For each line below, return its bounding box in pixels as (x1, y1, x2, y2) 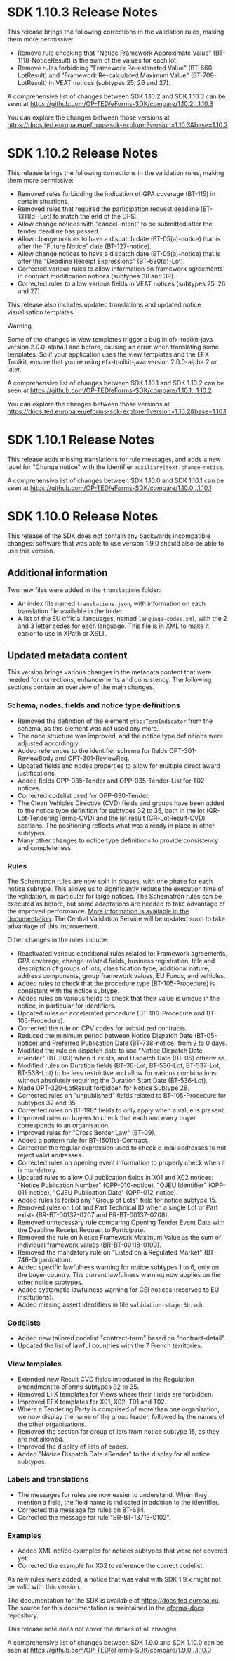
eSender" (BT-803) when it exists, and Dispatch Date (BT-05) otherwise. (17, 1053, 227, 1062)
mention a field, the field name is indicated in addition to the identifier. (17, 1498, 220, 1506)
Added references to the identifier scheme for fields (17, 746, 168, 755)
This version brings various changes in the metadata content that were (7, 668, 212, 676)
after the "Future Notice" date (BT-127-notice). (17, 242, 152, 250)
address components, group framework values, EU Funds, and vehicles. (17, 971, 226, 980)
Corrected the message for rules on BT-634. (17, 1506, 146, 1514)
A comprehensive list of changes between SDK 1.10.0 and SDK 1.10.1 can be (7, 476, 224, 485)
